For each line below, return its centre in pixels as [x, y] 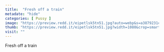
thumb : [12, 27]
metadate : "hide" [23, 14]
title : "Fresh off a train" [35, 9]
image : [12, 23]
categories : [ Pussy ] [28, 18]
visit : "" [15, 32]
